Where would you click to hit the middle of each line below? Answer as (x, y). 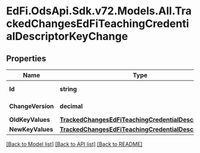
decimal (71, 106)
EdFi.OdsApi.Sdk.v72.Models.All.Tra (99, 11)
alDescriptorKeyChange (67, 36)
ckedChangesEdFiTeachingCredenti (98, 24)
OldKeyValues (30, 120)
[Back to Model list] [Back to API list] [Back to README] (74, 144)
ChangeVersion (32, 106)
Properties (26, 58)
